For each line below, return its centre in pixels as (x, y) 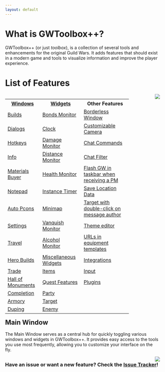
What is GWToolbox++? (55, 34)
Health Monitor (60, 174)
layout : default (22, 10)
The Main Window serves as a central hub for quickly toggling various (76, 334)
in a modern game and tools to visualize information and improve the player (82, 58)
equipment (96, 242)
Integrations (97, 260)
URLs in (93, 237)
